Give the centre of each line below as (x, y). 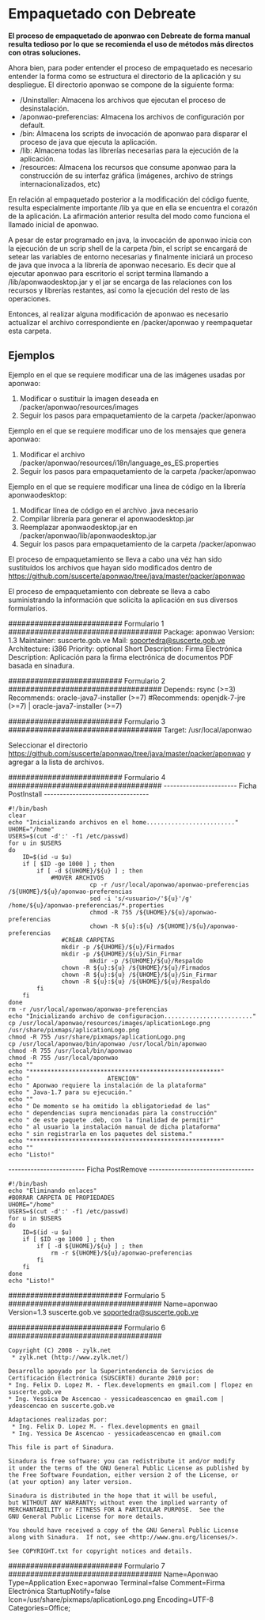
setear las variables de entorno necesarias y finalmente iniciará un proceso (131, 256)
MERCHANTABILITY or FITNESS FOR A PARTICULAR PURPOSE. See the (116, 1509)
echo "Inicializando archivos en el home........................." (123, 822)
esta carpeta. (30, 331)
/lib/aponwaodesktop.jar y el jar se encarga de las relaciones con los (120, 282)
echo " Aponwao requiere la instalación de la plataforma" (108, 1085)
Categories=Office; (40, 1607)
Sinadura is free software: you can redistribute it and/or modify (122, 1461)
